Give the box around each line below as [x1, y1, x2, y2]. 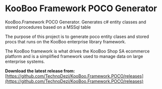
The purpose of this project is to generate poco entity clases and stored [5, 34, 149, 39]
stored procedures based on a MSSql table [5, 24, 91, 30]
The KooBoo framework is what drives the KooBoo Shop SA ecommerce [5, 48, 150, 54]
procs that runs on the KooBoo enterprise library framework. [5, 38, 126, 44]
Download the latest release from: [5, 68, 75, 73]
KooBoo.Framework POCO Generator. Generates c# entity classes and [5, 19, 146, 25]
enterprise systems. [5, 58, 45, 64]
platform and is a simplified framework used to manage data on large [5, 53, 144, 59]
